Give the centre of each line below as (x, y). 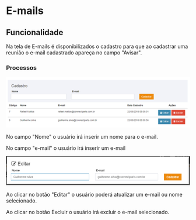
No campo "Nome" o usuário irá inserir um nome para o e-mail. (82, 137)
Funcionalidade (35, 32)
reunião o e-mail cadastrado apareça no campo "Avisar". (74, 53)
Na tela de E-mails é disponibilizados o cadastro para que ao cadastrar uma (97, 46)
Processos (21, 67)
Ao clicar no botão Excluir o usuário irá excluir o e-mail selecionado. (88, 212)
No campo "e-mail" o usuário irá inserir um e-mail (66, 148)
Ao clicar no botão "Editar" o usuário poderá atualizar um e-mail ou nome (94, 195)
